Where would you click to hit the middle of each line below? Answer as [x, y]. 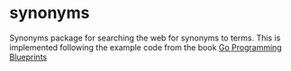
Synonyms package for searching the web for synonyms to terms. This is [145, 38]
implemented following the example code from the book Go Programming [145, 47]
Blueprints [28, 57]
